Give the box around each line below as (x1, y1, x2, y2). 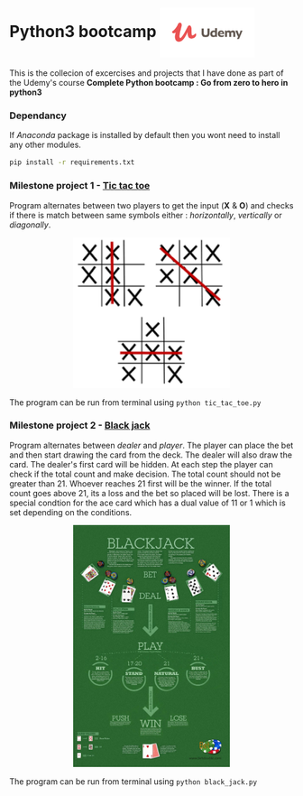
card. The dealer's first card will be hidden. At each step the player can (9, 458, 273, 469)
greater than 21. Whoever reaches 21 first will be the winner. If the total (9, 477, 272, 489)
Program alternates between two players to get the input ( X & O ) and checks (9, 199, 294, 210)
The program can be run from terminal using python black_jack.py (9, 776, 258, 787)
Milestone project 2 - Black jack (9, 419, 151, 431)
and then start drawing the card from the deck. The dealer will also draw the (9, 449, 293, 460)
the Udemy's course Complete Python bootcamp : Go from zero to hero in (9, 78, 289, 88)
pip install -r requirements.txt (9, 158, 135, 167)
